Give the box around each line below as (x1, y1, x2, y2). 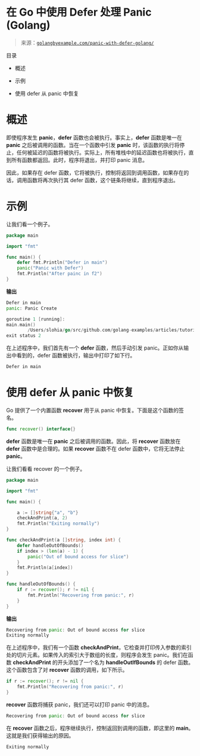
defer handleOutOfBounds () (17, 542, 84, 549)
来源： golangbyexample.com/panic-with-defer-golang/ (20, 39, 154, 46)
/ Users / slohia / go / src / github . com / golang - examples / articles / (27, 327, 180, 333)
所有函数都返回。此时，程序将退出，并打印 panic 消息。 (11, 156, 148, 163)
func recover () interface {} (6, 426, 76, 432)
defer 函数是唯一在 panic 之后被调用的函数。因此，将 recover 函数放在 (6, 437, 181, 445)
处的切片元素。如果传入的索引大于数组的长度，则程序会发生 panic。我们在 (6, 651, 189, 659)
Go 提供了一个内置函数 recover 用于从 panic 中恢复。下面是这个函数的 (6, 407, 179, 414)
